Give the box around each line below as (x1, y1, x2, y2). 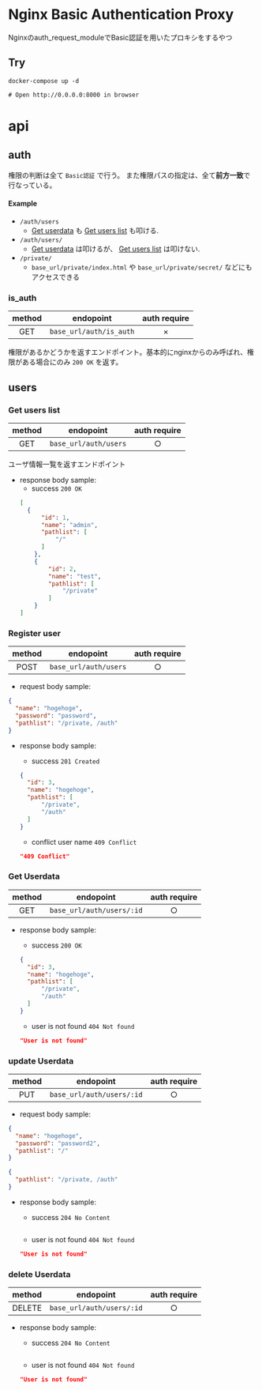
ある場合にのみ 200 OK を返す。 (21, 357, 123, 367)
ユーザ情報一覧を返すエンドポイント (8, 459, 126, 469)
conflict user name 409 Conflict (31, 837, 137, 846)
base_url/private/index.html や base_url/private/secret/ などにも (31, 262, 253, 272)
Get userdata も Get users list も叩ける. (31, 225, 159, 235)
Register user (8, 627, 62, 638)
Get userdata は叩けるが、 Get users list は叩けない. (31, 243, 200, 254)
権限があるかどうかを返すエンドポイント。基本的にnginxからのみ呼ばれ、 (8, 348, 248, 357)
